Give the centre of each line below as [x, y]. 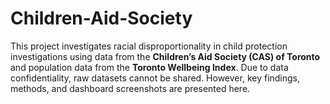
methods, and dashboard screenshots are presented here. [130, 88]
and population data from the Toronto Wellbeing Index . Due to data [149, 67]
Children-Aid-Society [101, 18]
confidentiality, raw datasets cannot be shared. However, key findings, [155, 78]
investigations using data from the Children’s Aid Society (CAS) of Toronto [165, 56]
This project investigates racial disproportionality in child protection [149, 46]
